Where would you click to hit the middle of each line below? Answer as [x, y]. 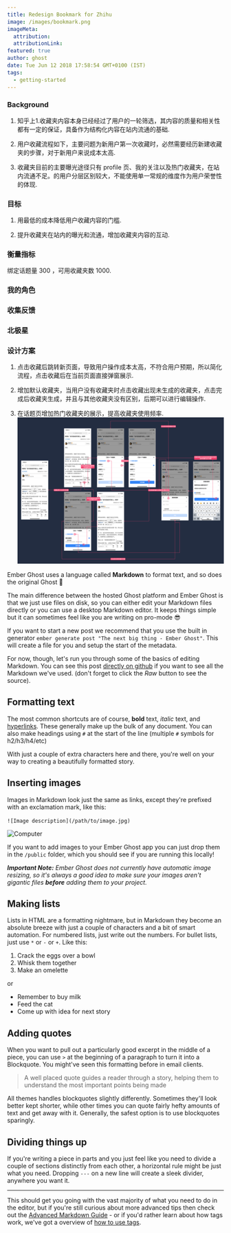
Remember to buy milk [49, 997]
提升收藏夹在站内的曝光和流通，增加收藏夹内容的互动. [93, 235]
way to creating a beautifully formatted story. [71, 761]
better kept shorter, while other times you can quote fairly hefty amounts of [113, 1106]
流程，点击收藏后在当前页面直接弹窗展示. [75, 376]
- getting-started [40, 80]
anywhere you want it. [38, 1181]
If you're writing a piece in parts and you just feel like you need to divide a [112, 1159]
